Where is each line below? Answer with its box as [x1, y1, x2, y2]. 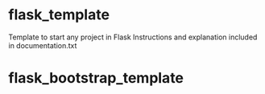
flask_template [8, 6, 110, 24]
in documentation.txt [8, 40, 77, 50]
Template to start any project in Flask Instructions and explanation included [8, 32, 258, 42]
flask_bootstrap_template [8, 69, 184, 88]
